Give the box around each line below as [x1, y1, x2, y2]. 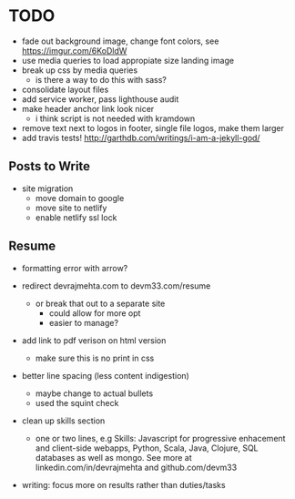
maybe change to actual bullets [35, 388, 154, 399]
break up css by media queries [21, 65, 138, 76]
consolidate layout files [21, 84, 109, 95]
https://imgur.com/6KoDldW [21, 45, 127, 56]
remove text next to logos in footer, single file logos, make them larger [21, 122, 284, 133]
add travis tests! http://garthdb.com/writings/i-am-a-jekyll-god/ [21, 132, 260, 143]
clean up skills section [21, 415, 106, 426]
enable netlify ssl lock [35, 211, 117, 223]
